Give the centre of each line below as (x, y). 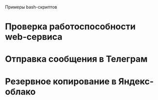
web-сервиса (34, 37)
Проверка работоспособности (70, 27)
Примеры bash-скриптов (31, 7)
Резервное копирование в (61, 81)
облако (20, 92)
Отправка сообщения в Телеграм (76, 59)
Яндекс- (136, 81)
